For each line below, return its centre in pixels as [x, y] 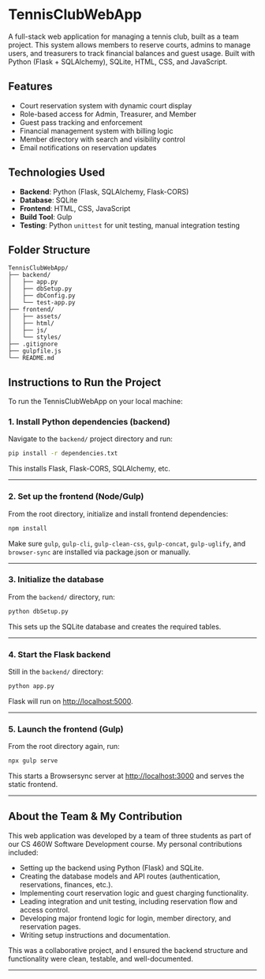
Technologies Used [56, 173]
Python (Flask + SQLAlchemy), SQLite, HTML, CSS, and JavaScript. [118, 62]
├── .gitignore [33, 344]
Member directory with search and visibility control [102, 139]
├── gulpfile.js [35, 351]
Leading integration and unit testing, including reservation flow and [129, 901]
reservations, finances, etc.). [66, 884]
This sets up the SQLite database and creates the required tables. [115, 626]
